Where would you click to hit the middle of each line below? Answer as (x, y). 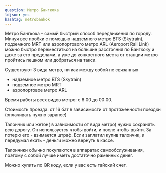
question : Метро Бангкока (32, 10)
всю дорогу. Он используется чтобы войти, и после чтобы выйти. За (78, 130)
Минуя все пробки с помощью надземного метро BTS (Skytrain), (74, 39)
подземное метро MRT (37, 85)
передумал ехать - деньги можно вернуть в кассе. (60, 140)
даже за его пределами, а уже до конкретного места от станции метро (82, 55)
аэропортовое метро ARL (40, 90)
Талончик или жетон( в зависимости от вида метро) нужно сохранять (80, 125)
